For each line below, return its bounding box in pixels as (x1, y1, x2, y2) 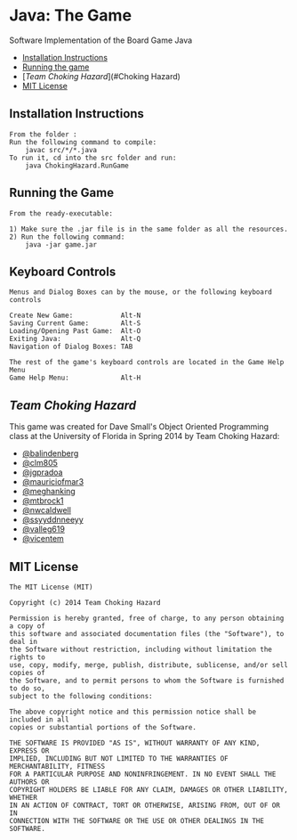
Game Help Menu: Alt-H (9, 373, 141, 383)
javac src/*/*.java (25, 145, 98, 154)
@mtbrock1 (21, 495, 64, 506)
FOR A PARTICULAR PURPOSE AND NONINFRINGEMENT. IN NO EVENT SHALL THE (9, 770, 277, 779)
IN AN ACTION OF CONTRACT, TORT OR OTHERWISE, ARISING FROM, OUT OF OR (9, 801, 280, 810)
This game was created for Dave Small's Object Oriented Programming (9, 421, 269, 432)
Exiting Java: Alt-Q (9, 335, 141, 344)
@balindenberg (21, 448, 79, 459)
